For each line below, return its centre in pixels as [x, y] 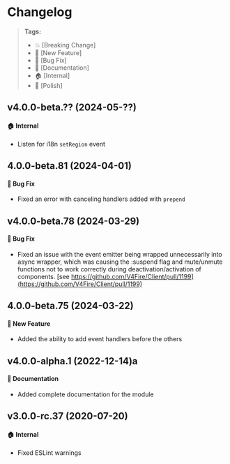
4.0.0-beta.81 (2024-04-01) [70, 166]
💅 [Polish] [48, 85]
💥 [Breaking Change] [65, 45]
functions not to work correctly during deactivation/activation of [109, 269]
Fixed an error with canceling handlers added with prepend [101, 199]
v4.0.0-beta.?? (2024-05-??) [72, 108]
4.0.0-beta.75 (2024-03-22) [70, 306]
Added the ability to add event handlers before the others [100, 339]
